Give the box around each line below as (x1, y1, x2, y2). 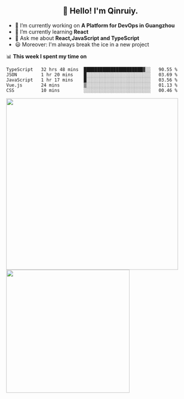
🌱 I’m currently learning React (14, 28, 88, 35)
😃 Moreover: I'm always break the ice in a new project (14, 41, 149, 48)
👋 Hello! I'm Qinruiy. (62, 6, 139, 16)
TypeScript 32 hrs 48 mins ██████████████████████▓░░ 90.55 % (6, 66, 178, 72)
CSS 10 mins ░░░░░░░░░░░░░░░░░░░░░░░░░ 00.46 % (6, 87, 178, 93)
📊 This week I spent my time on (6, 52, 87, 60)
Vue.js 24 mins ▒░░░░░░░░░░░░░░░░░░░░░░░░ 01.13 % (6, 82, 178, 88)
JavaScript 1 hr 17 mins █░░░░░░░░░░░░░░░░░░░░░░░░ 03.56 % (6, 77, 178, 83)
